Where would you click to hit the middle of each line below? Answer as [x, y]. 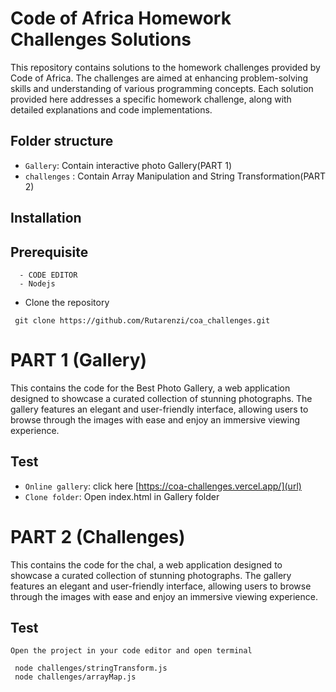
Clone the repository [67, 302]
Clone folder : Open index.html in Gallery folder [122, 496]
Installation [46, 218]
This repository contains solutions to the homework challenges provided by [165, 67]
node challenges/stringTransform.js [91, 668]
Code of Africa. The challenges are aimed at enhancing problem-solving [159, 78]
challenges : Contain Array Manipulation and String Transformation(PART [175, 176]
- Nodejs [37, 283]
